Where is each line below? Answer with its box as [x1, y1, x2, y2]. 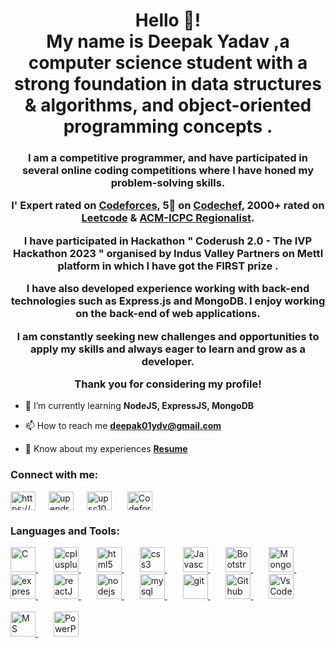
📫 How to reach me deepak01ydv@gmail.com [24, 420, 222, 432]
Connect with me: [10, 468, 99, 482]
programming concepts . [63, 115, 273, 138]
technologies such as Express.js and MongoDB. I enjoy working [10, 294, 326, 308]
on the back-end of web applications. [75, 307, 261, 321]
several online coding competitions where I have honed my [21, 164, 315, 178]
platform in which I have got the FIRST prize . [57, 259, 279, 273]
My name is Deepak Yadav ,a [46, 30, 290, 53]
